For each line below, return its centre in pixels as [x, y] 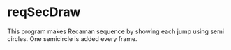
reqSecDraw [44, 12]
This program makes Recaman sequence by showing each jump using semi [116, 31]
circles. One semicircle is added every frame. [72, 38]
